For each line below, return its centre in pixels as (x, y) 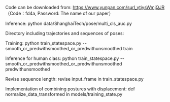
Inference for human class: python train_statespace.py (62, 58)
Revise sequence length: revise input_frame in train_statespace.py (74, 79)
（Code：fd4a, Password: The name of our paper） (59, 13)
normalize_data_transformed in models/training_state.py (64, 94)
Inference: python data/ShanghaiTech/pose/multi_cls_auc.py (69, 23)
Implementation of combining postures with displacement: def (70, 89)
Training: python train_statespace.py (43, 43)
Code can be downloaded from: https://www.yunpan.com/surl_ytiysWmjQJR (85, 7)
